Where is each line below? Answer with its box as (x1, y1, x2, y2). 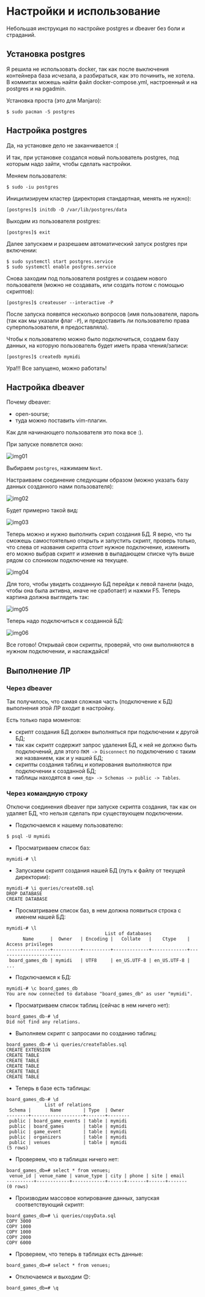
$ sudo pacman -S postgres (6, 109, 75, 115)
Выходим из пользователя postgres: (6, 217, 101, 225)
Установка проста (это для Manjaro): (6, 96, 102, 104)
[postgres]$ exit (6, 229, 51, 235)
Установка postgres (6, 49, 86, 60)
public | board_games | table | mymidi (9, 1123, 127, 1130)
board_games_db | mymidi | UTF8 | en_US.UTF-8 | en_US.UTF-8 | (9, 957, 190, 964)
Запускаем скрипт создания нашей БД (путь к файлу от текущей (15, 867, 185, 874)
